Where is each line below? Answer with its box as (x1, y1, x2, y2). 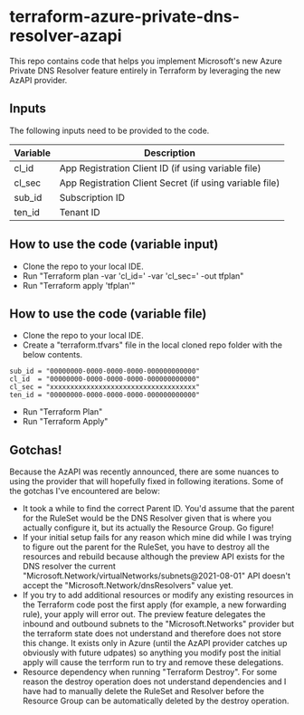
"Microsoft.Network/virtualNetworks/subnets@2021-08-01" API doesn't (22, 570, 291, 581)
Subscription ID (59, 191, 125, 204)
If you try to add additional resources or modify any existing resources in (22, 590, 294, 601)
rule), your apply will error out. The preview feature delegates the (22, 609, 266, 620)
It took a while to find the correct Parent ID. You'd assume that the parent (22, 503, 295, 514)
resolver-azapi (9, 25, 122, 46)
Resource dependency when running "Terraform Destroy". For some (22, 667, 278, 678)
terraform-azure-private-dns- (9, 6, 240, 27)
